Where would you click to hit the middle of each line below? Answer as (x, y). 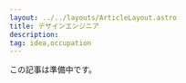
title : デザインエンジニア (55, 26)
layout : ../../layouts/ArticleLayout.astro (93, 18)
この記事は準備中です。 (53, 69)
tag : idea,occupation (51, 43)
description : (34, 34)
